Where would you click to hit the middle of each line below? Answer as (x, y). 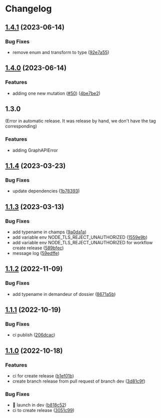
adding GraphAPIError (35, 150)
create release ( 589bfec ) (38, 248)
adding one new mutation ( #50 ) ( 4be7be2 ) (56, 93)
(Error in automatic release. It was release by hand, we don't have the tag (80, 121)
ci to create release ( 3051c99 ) (43, 410)
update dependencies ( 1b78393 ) (46, 191)
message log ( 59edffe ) (36, 253)
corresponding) (21, 126)
